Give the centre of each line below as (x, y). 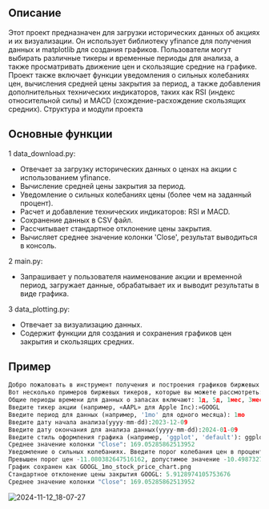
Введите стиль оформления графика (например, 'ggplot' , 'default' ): (125, 437)
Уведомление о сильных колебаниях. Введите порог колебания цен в (121, 452)
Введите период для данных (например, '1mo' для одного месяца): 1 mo (127, 415)
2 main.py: (26, 261)
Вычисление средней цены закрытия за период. (103, 186)
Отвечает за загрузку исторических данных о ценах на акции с (128, 169)
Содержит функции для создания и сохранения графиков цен (126, 333)
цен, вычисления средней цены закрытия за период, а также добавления (134, 83)
